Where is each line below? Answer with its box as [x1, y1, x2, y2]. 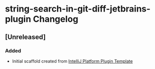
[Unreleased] [5, 33, 46, 41]
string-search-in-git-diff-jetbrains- [5, 3, 151, 14]
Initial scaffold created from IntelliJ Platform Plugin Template [12, 58, 133, 64]
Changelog [33, 14, 79, 25]
